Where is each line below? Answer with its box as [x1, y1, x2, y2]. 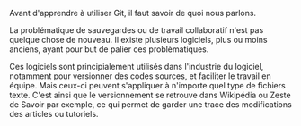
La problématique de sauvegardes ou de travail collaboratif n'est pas [9, 25, 264, 35]
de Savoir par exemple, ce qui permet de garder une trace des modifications [9, 99, 292, 110]
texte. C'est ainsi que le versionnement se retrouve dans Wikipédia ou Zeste [9, 89, 291, 100]
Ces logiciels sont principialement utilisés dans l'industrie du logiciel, [9, 62, 264, 71]
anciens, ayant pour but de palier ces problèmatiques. [9, 44, 209, 55]
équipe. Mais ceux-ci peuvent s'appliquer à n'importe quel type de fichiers [9, 80, 286, 90]
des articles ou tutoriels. [9, 109, 99, 119]
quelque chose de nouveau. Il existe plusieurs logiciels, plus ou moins [9, 35, 268, 45]
